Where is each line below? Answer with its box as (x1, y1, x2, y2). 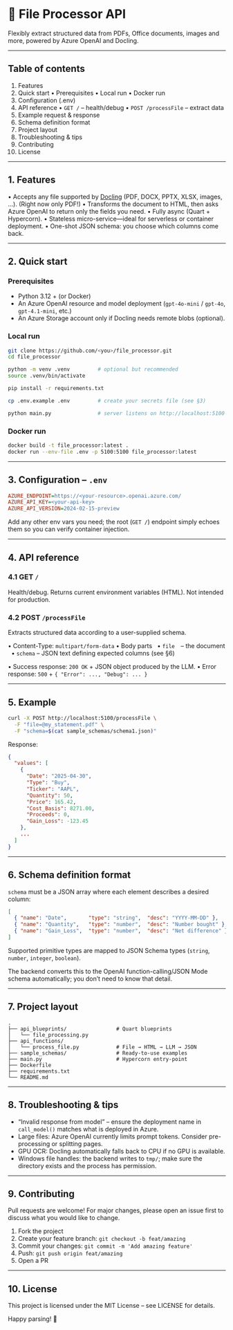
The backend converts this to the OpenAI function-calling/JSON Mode (8, 967, 208, 975)
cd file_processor (8, 353, 61, 360)
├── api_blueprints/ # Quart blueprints (8, 1025, 172, 1033)
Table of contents (8, 63, 85, 75)
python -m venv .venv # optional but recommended (8, 366, 178, 373)
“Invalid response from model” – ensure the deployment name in (17, 1117, 201, 1126)
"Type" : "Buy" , (26, 779, 71, 786)
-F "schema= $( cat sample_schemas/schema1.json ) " (14, 728, 157, 735)
